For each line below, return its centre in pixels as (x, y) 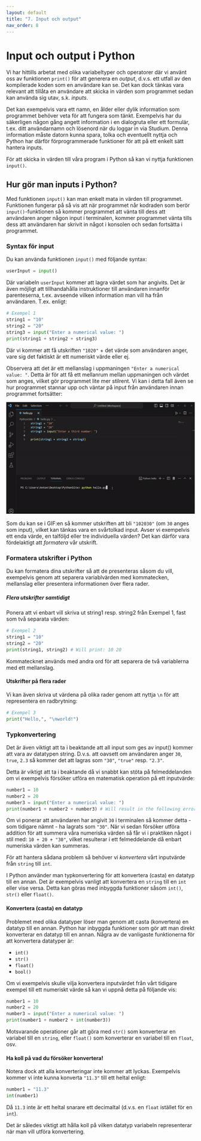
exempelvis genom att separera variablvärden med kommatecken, (88, 577)
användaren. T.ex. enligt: (37, 302)
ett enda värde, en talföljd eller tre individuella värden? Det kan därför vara (98, 536)
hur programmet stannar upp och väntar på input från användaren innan (95, 387)
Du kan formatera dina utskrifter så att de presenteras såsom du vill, (90, 571)
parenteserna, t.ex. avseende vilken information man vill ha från (85, 295)
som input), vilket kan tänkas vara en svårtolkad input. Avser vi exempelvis (98, 529)
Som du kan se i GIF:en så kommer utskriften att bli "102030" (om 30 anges (98, 523)
